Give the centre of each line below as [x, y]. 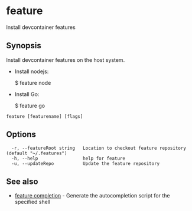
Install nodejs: [32, 71]
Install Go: [27, 94]
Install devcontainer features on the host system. [66, 60]
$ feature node [33, 83]
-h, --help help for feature [69, 158]
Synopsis [24, 46]
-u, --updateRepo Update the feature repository [86, 163]
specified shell [32, 202]
